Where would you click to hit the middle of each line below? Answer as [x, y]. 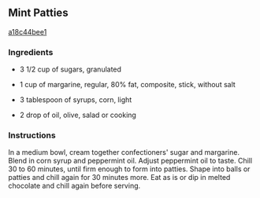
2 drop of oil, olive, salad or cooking [78, 115]
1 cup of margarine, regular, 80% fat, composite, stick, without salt [128, 85]
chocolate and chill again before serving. [74, 186]
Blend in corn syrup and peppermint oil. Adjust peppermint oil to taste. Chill [130, 161]
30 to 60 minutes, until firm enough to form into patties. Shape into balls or [129, 169]
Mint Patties [38, 13]
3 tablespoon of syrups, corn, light [76, 100]
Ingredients [31, 52]
